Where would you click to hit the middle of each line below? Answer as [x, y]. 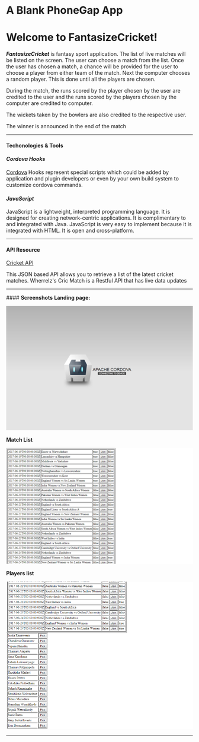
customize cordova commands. [44, 185]
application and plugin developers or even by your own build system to [93, 178]
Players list [20, 573]
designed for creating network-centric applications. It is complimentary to [96, 218]
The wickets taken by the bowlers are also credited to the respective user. [96, 115]
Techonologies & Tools [35, 145]
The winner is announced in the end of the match [66, 126]
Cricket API [20, 263]
